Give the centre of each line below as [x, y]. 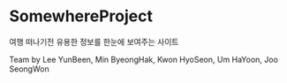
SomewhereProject [81, 16]
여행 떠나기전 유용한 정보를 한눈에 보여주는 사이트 [94, 41]
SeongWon [30, 69]
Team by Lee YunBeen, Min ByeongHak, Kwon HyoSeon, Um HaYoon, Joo [143, 59]
